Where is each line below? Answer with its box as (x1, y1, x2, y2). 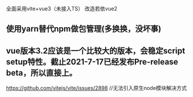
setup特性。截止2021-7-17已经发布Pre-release (6, 56, 178, 66)
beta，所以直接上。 (6, 68, 77, 78)
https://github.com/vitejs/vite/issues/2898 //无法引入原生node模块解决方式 (6, 85, 187, 92)
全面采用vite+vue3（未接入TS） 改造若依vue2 (6, 5, 117, 12)
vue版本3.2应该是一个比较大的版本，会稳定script (6, 46, 185, 56)
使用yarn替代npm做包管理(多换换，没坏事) (6, 24, 161, 34)
